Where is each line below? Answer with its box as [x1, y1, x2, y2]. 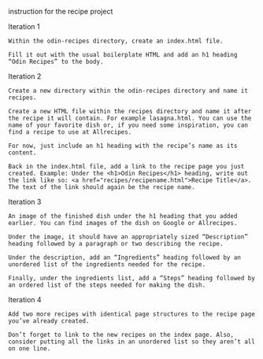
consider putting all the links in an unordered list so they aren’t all [8, 338, 256, 346]
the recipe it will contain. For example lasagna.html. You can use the [8, 114, 252, 122]
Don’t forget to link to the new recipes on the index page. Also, [8, 331, 235, 339]
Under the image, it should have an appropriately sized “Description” [8, 233, 248, 241]
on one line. [8, 345, 51, 353]
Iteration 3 [8, 197, 42, 206]
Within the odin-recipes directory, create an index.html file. [8, 37, 224, 45]
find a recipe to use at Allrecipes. [8, 128, 132, 136]
